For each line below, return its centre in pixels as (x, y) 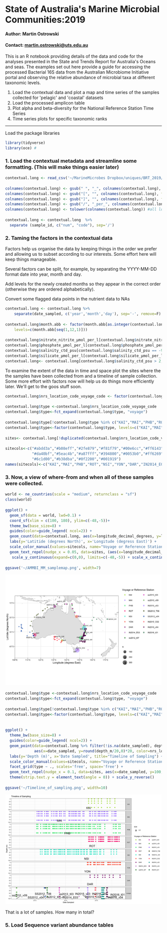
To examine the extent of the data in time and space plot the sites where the (83, 370)
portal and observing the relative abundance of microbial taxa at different (80, 77)
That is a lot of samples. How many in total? (50, 912)
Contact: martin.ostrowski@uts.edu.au (47, 45)
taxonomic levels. (23, 83)
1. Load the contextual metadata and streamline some (71, 161)
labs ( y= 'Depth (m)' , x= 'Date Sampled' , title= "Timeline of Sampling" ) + (86, 756)
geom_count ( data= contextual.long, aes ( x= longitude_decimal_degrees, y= (85, 536)
